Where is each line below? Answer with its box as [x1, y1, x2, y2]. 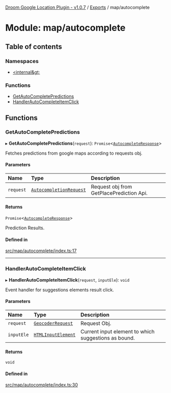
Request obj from [91, 183, 132, 190]
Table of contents [5, 42, 62, 51]
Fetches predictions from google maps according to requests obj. [5, 150, 142, 156]
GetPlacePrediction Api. [91, 190, 148, 197]
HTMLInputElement [34, 331, 76, 338]
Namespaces [5, 57, 39, 65]
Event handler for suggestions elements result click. [5, 287, 115, 293]
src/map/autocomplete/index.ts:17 [5, 248, 77, 254]
